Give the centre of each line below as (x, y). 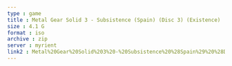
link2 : (18, 52)
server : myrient (32, 45)
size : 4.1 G (26, 26)
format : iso (26, 33)
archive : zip (28, 39)
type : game (24, 13)
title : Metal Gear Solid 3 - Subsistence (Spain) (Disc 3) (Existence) (114, 20)
